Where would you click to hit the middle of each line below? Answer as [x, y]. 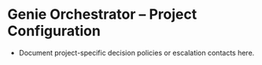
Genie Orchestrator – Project [102, 14]
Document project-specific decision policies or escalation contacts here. [137, 52]
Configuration [54, 31]
